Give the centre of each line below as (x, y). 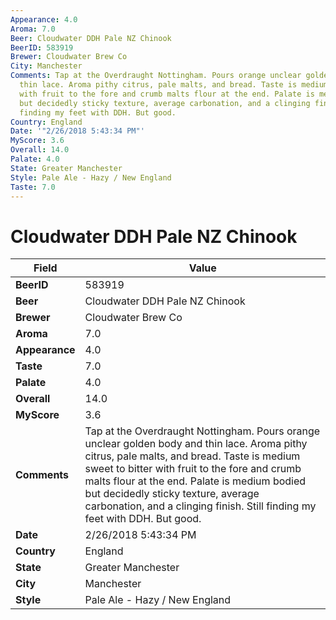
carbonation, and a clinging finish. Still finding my (200, 506)
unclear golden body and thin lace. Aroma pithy (196, 444)
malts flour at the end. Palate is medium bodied (195, 481)
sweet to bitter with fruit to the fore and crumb (193, 469)
